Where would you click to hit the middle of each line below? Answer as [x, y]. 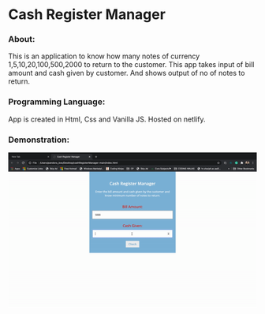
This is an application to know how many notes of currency [104, 56]
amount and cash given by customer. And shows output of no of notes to [127, 73]
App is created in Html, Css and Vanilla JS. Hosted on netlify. [107, 119]
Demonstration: [39, 140]
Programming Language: [57, 102]
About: [22, 39]
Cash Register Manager [87, 15]
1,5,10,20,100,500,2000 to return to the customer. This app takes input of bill [131, 65]
